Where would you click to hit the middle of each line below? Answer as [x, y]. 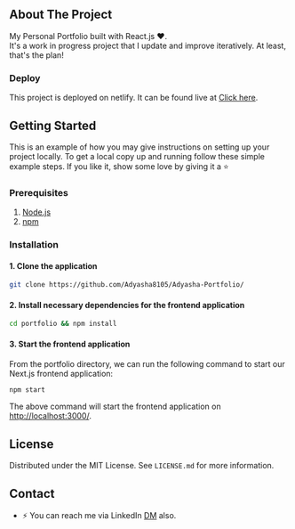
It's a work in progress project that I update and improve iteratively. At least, [148, 45]
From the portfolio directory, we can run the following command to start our [147, 363]
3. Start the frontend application [70, 344]
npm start [28, 390]
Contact [32, 493]
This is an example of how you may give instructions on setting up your [140, 147]
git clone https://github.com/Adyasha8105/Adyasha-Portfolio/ [127, 285]
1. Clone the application [53, 265]
